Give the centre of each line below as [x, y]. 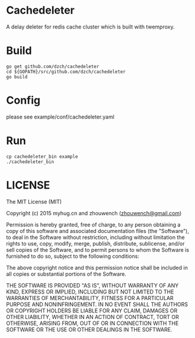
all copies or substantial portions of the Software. [66, 274]
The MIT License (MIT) [34, 202]
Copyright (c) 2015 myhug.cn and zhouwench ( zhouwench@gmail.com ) [94, 213]
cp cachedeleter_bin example [42, 157]
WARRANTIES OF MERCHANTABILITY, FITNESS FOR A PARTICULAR [90, 298]
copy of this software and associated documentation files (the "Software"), [98, 231]
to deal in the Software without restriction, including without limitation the [95, 237]
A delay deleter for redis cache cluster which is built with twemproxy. [90, 27]
